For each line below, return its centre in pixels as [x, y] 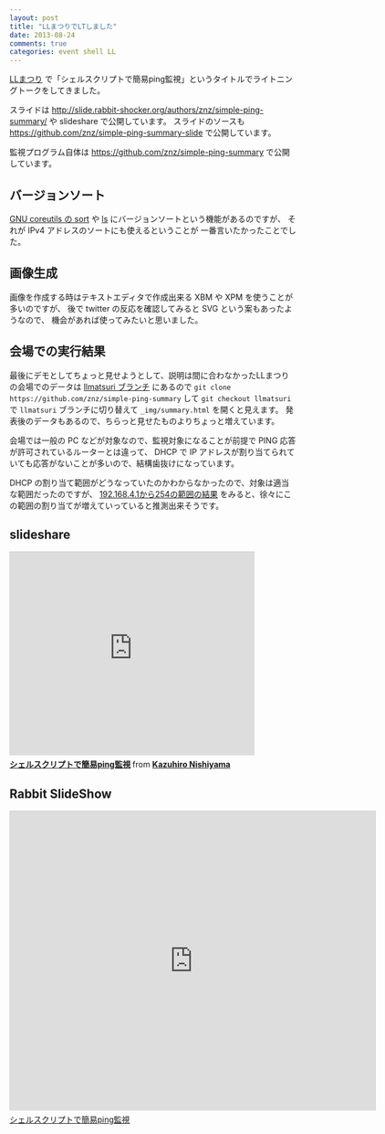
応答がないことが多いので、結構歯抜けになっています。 [136, 463]
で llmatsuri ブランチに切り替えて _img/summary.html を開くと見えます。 [146, 409]
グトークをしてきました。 [57, 90]
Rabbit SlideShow [61, 794]
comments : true [38, 43]
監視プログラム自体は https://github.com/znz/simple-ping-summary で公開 [150, 153]
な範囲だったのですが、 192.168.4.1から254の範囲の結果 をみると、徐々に [147, 493]
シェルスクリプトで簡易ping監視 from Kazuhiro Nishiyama [120, 765]
